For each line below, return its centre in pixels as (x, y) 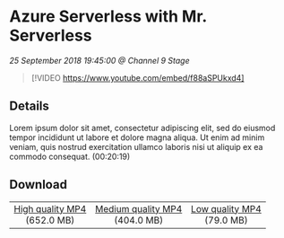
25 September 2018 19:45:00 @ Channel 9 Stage (99, 60)
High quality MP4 (50, 208)
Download (38, 185)
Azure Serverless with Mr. (108, 17)
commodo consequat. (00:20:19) (70, 156)
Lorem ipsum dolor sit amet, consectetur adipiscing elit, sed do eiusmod (142, 128)
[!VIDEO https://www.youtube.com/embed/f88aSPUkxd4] (138, 77)
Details (29, 106)
